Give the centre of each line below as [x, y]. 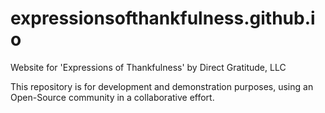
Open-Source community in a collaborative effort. [112, 97]
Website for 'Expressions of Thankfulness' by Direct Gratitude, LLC [148, 67]
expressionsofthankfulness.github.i [163, 18]
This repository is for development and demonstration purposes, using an [162, 86]
